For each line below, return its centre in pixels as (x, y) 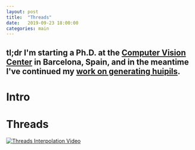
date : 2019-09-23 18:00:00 (42, 23)
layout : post (22, 12)
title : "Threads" (29, 17)
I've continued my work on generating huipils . (93, 71)
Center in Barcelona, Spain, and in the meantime (97, 62)
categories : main (28, 28)
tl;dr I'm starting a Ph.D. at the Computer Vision (96, 52)
